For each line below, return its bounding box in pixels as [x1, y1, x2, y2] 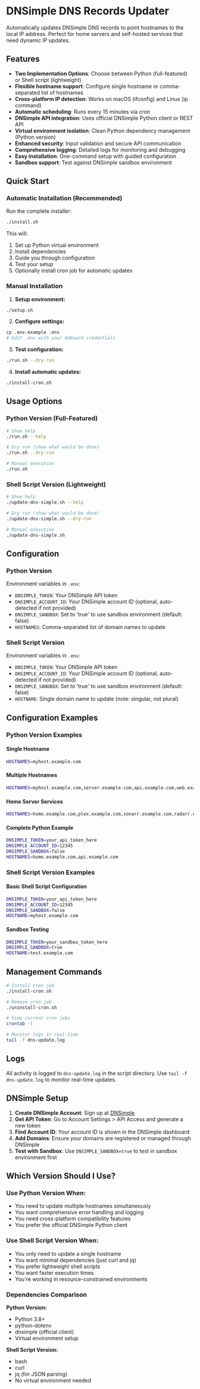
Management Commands [6, 967, 102, 977]
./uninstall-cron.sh [6, 1005, 58, 1011]
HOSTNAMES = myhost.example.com [6, 758, 82, 765]
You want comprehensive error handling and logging [14, 1209, 144, 1216]
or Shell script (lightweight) [14, 76, 82, 83]
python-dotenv [14, 1321, 52, 1329]
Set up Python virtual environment [14, 242, 99, 249]
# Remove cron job [6, 999, 52, 1005]
